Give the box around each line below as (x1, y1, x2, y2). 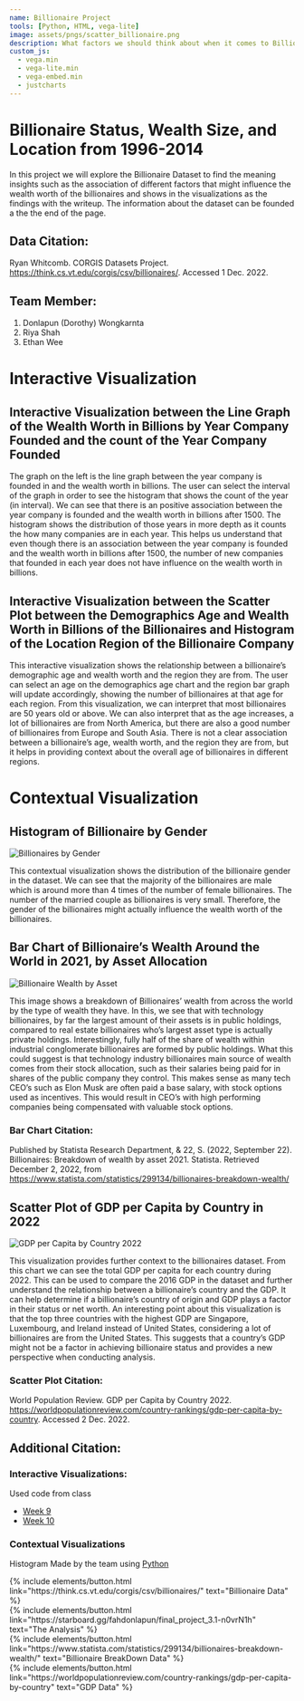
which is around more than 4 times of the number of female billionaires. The (9, 885, 292, 895)
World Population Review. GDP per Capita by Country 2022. (9, 1395, 233, 1406)
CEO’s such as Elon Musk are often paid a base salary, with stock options (9, 1081, 282, 1092)
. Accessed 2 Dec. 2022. (37, 1414, 130, 1425)
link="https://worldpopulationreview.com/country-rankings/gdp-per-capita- (9, 1672, 292, 1683)
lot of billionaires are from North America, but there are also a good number (9, 717, 291, 728)
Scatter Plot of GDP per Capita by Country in (9, 1199, 264, 1215)
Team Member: (9, 293, 97, 309)
